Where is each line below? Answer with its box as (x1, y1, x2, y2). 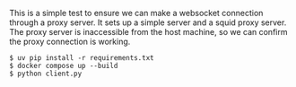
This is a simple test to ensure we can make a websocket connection (9, 8, 264, 18)
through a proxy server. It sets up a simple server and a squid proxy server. (9, 17, 287, 28)
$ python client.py (9, 69, 83, 78)
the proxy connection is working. (9, 36, 131, 47)
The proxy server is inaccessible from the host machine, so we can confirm (9, 27, 288, 37)
